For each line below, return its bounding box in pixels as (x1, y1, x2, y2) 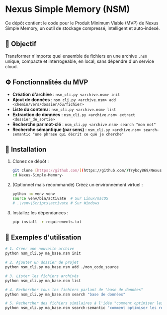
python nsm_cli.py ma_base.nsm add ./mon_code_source (5, 265, 119, 270)
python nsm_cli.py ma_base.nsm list (5, 278, 81, 283)
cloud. (5, 63, 18, 69)
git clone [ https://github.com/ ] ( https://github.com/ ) (12, 168, 129, 173)
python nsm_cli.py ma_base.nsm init (5, 251, 81, 256)
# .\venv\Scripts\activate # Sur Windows (12, 200, 99, 205)
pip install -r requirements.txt (12, 219, 82, 224)
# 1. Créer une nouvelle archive (5, 246, 75, 251)
